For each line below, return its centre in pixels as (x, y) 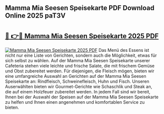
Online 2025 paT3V (35, 16)
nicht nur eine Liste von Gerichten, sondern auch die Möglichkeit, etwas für (81, 55)
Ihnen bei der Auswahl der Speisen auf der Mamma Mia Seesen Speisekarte (82, 97)
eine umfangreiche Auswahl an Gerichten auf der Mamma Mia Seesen (76, 76)
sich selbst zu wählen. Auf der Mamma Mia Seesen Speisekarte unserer (78, 60)
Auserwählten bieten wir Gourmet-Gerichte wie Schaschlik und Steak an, (79, 87)
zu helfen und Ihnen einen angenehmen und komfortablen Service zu (75, 102)
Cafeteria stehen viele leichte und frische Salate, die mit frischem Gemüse (80, 66)
